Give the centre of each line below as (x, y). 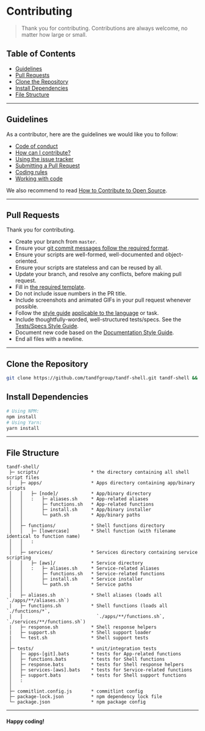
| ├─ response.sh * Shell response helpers (83, 627)
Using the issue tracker (44, 159)
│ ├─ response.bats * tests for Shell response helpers (96, 665)
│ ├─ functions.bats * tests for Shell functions (87, 660)
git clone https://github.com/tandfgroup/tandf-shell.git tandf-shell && (102, 378)
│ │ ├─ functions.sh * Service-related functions (87, 574)
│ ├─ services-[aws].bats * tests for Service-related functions (100, 670)
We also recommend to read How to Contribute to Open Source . (87, 190)
